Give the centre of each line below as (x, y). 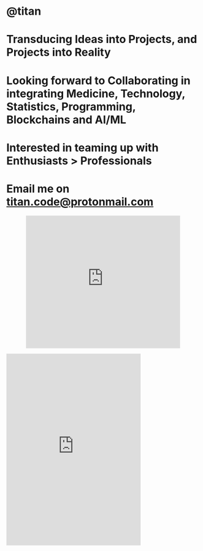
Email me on (38, 189)
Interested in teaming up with (82, 148)
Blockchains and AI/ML (67, 119)
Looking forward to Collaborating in (98, 80)
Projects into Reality (59, 52)
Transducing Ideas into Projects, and (102, 40)
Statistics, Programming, (71, 106)
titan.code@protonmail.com (80, 202)
